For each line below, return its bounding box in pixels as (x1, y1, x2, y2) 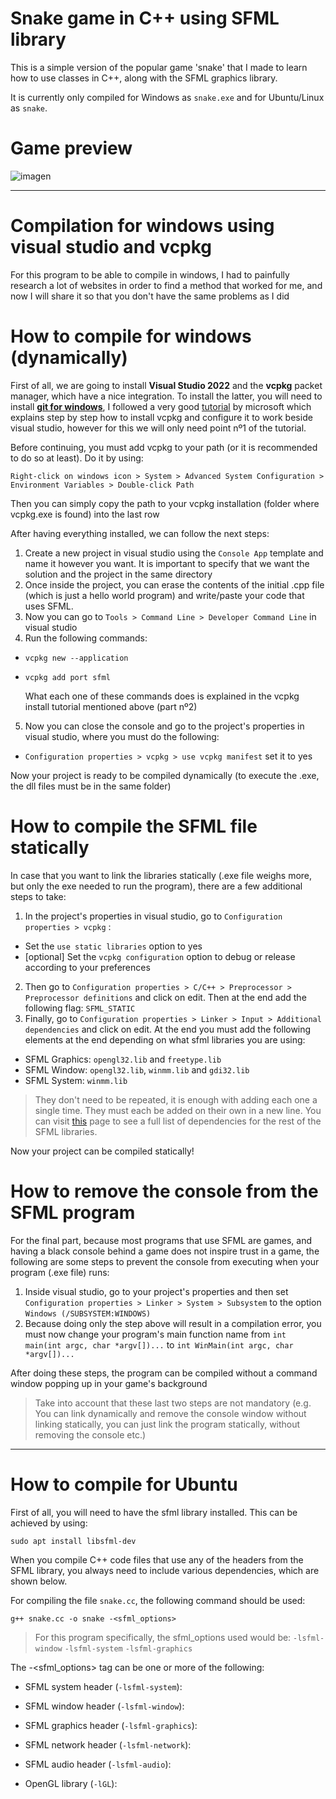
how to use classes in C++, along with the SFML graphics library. (10, 72, 278, 84)
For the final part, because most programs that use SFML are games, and (10, 1234, 312, 1246)
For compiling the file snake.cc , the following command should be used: (10, 1594, 306, 1606)
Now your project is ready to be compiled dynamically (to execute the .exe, (10, 769, 320, 781)
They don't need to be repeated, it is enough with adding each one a (34, 1093, 318, 1106)
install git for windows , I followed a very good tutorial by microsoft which (10, 400, 312, 412)
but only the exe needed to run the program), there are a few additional (10, 880, 303, 892)
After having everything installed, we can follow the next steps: (10, 527, 270, 539)
